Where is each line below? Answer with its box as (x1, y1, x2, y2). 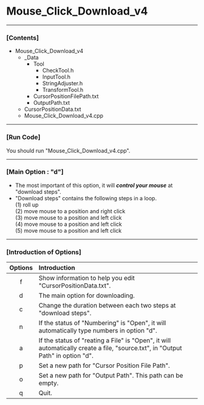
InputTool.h (42, 73, 71, 80)
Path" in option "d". (38, 351, 94, 360)
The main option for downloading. (38, 291, 135, 300)
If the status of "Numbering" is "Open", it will (38, 319, 166, 327)
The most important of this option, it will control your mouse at (15, 181, 173, 189)
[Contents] (6, 33, 39, 42)
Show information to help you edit (38, 274, 135, 283)
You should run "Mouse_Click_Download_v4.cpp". (6, 147, 131, 154)
